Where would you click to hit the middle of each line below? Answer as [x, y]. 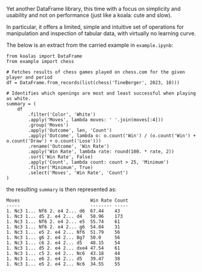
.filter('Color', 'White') [62, 114]
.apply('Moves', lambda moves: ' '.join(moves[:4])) [96, 120]
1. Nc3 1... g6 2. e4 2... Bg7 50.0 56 [63, 237]
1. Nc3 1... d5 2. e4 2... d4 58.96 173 [64, 216]
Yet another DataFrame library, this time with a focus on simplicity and [93, 9]
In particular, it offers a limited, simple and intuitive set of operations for [95, 27]
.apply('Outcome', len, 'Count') [70, 130]
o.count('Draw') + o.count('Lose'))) [54, 141]
